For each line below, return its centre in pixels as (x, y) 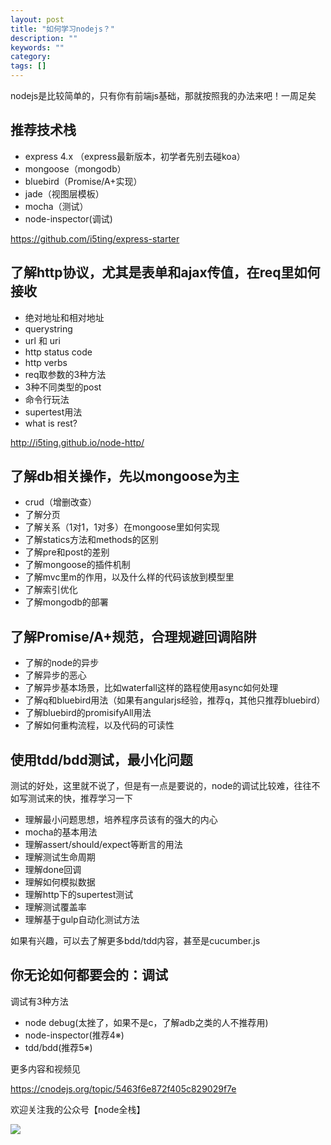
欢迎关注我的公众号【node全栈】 (78, 1109)
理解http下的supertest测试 (79, 895)
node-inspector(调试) (68, 218)
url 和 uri (42, 340)
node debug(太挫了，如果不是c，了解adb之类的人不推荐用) (146, 1022)
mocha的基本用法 (61, 832)
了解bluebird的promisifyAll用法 (88, 713)
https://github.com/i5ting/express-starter (95, 238)
